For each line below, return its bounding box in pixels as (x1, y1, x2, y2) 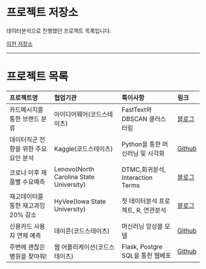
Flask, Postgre (121, 242, 163, 251)
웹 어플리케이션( (54, 243, 98, 251)
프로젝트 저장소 (6, 6, 78, 20)
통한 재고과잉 (9, 201, 45, 209)
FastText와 (121, 105, 152, 114)
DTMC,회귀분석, (121, 165, 166, 174)
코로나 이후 (9, 168, 40, 177)
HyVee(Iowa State (54, 197, 106, 206)
